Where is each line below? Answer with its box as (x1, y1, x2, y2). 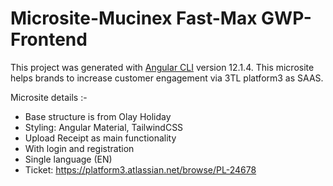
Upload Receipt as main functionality (24, 132, 177, 144)
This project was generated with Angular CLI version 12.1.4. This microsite (10, 61, 315, 73)
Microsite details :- (10, 91, 88, 103)
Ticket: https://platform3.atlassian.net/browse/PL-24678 (24, 163, 257, 176)
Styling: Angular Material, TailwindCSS (24, 121, 184, 133)
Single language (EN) (24, 153, 113, 165)
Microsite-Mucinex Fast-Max (10, 7, 258, 30)
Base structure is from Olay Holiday (24, 110, 172, 122)
